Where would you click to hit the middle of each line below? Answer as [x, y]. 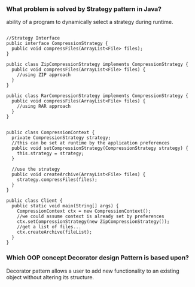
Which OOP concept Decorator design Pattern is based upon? [98, 258]
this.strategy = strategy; [51, 154]
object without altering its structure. [50, 277]
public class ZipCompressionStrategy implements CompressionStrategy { [97, 65]
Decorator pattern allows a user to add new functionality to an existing [93, 271]
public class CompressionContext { [51, 133]
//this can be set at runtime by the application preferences [91, 143]
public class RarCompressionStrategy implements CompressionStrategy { [97, 96]
